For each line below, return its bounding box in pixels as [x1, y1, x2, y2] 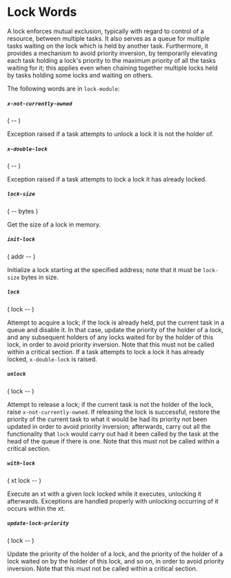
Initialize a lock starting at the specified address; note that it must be [7, 265, 201, 273]
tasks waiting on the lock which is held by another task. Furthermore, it [7, 41, 209, 50]
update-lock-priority [7, 520, 70, 527]
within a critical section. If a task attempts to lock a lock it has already [7, 347, 205, 356]
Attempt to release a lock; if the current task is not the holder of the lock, [7, 400, 214, 408]
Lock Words [7, 4, 77, 20]
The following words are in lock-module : [7, 84, 121, 93]
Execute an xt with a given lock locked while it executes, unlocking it [7, 490, 202, 498]
